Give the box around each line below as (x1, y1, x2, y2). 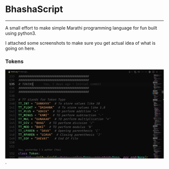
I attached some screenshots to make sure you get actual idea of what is (5, 40, 156, 46)
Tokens (5, 58, 24, 65)
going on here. (5, 45, 36, 51)
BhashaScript (5, 4, 63, 15)
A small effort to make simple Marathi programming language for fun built (5, 25, 157, 31)
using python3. (5, 30, 37, 36)
